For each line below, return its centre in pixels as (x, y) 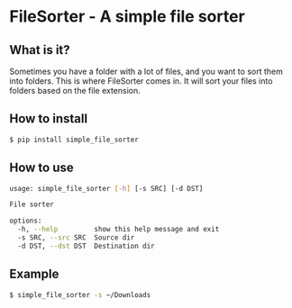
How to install (49, 119)
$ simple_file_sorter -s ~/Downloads (80, 294)
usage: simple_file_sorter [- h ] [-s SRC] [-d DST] (106, 188)
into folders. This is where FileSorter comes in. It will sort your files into (141, 81)
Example (34, 274)
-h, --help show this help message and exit (119, 230)
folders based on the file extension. (75, 91)
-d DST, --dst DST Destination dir (86, 246)
